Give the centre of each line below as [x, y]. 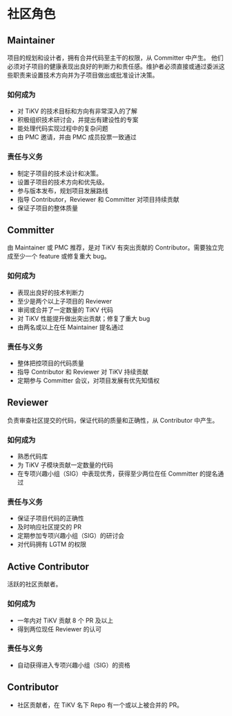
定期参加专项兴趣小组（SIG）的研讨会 [70, 536]
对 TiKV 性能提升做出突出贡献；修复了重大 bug [84, 318]
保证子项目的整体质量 [47, 208]
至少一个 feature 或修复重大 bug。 [61, 256]
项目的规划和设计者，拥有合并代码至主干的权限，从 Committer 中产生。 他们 [115, 58]
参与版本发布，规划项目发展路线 [62, 191]
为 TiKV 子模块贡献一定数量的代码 [65, 465]
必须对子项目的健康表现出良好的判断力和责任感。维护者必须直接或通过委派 [113, 66]
